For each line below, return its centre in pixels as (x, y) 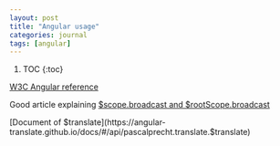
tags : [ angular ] (40, 43)
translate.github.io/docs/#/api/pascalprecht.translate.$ (113, 132)
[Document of (36, 122)
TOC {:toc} (43, 69)
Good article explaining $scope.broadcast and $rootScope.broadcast (140, 105)
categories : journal (49, 35)
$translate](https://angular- (114, 122)
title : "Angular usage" (55, 26)
